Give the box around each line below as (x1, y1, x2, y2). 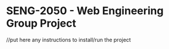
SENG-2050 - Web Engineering (6, 4, 164, 18)
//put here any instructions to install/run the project (6, 36, 131, 43)
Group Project (6, 17, 76, 30)
